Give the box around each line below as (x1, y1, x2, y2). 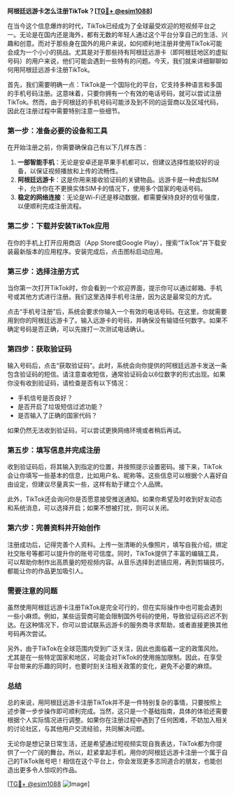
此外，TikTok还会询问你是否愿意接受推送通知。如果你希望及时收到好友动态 (7, 495, 222, 503)
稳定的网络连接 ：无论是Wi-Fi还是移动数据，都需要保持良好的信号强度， (17, 193, 224, 202)
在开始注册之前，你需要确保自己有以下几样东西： (7, 143, 148, 151)
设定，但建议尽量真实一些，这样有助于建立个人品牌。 (13, 480, 166, 489)
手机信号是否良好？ (17, 394, 73, 402)
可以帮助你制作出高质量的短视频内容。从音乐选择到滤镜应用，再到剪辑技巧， (7, 557, 228, 566)
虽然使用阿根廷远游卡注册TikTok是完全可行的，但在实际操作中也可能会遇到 (7, 603, 222, 612)
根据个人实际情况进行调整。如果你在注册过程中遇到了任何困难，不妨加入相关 (7, 716, 228, 724)
